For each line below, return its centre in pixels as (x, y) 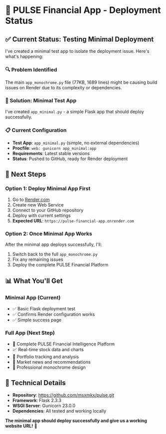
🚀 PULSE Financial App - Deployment (83, 10)
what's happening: (24, 56)
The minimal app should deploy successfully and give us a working (76, 421)
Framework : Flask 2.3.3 (37, 400)
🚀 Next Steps (26, 174)
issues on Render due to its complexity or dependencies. (64, 88)
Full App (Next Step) (30, 333)
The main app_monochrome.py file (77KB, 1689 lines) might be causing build (81, 82)
